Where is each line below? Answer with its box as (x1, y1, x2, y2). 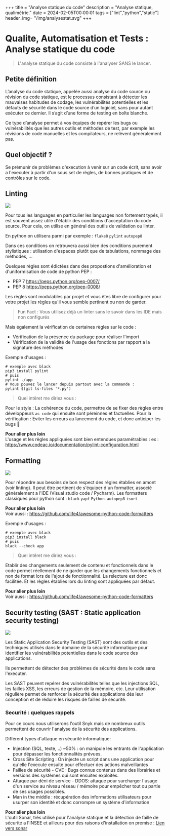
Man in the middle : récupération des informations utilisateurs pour (12, 794, 152, 800)
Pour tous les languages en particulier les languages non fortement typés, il (5, 212, 163, 218)
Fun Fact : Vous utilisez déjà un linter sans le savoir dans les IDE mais (17, 309, 162, 315)
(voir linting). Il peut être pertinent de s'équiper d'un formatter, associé (5, 485, 152, 491)
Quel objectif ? (5, 150, 52, 159)
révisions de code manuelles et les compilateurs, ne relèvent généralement (5, 130, 162, 136)
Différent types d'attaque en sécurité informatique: (5, 736, 111, 742)
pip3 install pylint (5, 369, 49, 374)
